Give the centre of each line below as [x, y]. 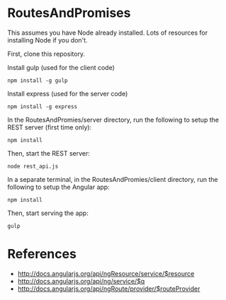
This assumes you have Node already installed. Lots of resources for [107, 33]
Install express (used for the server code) [68, 93]
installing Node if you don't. [47, 40]
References [42, 254]
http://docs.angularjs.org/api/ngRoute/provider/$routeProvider [109, 289]
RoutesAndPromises [69, 13]
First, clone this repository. [46, 54]
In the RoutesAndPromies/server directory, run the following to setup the [113, 120]
